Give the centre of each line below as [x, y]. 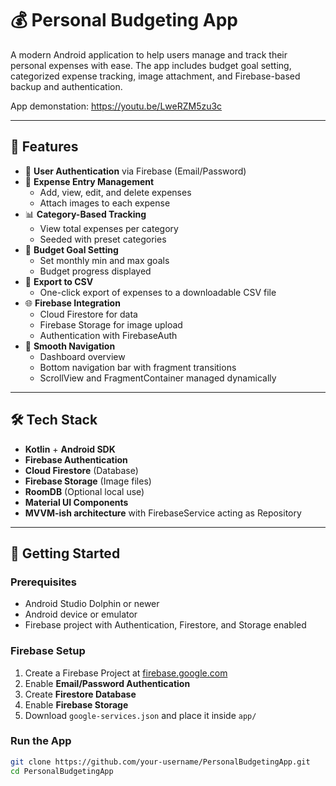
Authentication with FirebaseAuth [108, 335]
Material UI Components [76, 502]
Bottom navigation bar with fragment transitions [138, 367]
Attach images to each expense [105, 203]
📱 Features [44, 147]
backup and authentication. [66, 86]
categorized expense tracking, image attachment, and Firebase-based [155, 76]
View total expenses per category [109, 228]
